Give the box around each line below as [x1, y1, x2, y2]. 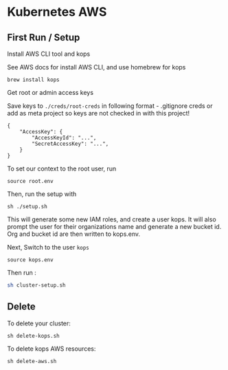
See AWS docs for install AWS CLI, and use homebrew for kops [7, 63, 186, 71]
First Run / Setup [7, 32, 80, 43]
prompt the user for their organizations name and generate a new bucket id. [7, 223, 222, 230]
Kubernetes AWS [7, 4, 107, 20]
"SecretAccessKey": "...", [32, 140, 109, 147]
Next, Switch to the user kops [7, 243, 89, 251]
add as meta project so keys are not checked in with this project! [7, 109, 190, 117]
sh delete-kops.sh [7, 332, 60, 339]
